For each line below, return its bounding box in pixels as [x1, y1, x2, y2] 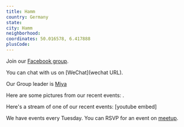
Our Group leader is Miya [6, 80, 67, 87]
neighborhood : [6, 31, 41, 36]
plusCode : [6, 42, 31, 48]
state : [6, 19, 22, 25]
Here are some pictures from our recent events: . [6, 92, 125, 99]
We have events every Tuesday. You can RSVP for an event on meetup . [6, 114, 179, 121]
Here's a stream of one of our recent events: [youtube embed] [6, 103, 157, 110]
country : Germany [6, 14, 49, 20]
